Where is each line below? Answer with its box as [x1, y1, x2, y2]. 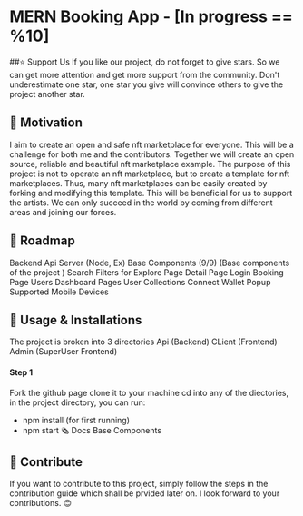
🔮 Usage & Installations [9, 312, 142, 328]
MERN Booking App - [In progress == [9, 6, 293, 27]
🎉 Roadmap [9, 233, 75, 249]
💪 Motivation [9, 115, 83, 131]
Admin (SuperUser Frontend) [9, 346, 118, 357]
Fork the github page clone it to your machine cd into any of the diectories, [9, 387, 289, 398]
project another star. [9, 88, 86, 99]
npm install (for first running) [22, 414, 130, 425]
